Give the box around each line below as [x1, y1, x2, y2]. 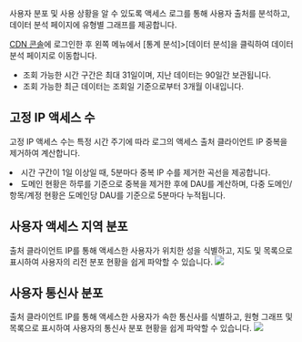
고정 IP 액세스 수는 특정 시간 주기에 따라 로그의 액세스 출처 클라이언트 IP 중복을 [9, 136, 288, 147]
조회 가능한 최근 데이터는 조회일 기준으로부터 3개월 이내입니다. [22, 81, 244, 91]
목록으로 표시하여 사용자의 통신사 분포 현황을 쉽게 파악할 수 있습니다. [9, 323, 252, 334]
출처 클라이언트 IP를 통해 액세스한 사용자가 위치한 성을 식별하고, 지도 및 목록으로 [9, 244, 293, 255]
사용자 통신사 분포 [9, 285, 104, 301]
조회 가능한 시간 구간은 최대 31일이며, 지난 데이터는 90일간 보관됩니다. [22, 69, 271, 80]
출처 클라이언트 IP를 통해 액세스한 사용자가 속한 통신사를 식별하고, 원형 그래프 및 [9, 311, 293, 322]
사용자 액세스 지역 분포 [9, 219, 129, 234]
